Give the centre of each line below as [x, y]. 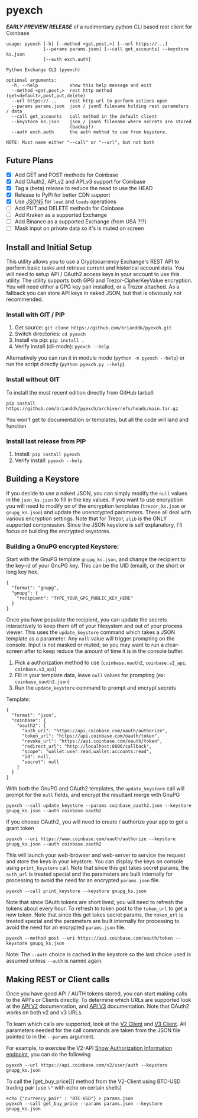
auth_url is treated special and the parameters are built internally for [90, 874]
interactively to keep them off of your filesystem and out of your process [95, 626]
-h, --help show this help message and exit [82, 85]
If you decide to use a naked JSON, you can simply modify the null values [97, 493]
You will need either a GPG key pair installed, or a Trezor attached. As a [93, 287]
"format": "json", [34, 715]
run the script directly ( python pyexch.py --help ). [66, 364]
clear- [172, 645]
